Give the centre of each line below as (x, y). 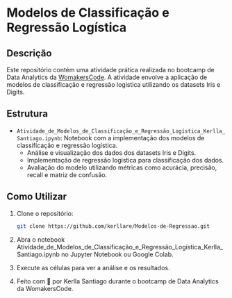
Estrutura (27, 114)
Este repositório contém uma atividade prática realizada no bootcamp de (110, 70)
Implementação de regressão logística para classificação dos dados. (125, 160)
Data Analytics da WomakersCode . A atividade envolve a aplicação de (107, 77)
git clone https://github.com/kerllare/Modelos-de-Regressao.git (113, 226)
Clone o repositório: (45, 213)
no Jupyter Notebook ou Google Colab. (118, 254)
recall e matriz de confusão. (67, 174)
